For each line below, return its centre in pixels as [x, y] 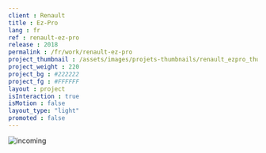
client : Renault [37, 15]
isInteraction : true [44, 96]
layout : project [37, 89]
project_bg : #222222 [44, 74]
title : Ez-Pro [33, 23]
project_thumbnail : [42, 60]
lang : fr [25, 30]
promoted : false [37, 118]
